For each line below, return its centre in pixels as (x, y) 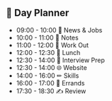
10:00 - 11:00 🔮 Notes (47, 37)
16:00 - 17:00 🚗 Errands (50, 83)
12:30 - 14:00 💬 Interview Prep (60, 60)
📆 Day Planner (38, 13)
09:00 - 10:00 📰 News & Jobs (59, 30)
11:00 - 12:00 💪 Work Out (52, 45)
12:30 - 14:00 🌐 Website (51, 67)
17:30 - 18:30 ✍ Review (51, 91)
